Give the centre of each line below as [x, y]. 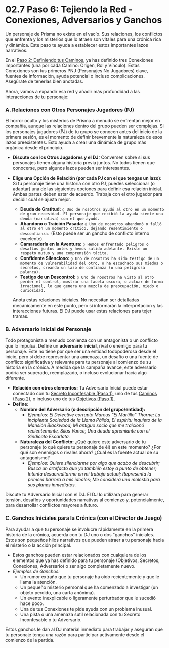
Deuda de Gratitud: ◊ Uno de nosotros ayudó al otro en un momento [92, 209]
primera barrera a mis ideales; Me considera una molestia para [94, 479]
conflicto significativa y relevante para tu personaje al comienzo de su [78, 362]
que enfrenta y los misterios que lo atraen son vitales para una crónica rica [83, 39]
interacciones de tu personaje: [37, 97]
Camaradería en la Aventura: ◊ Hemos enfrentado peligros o [84, 244]
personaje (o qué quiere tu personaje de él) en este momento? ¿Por [90, 447]
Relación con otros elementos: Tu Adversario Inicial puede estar [80, 387]
